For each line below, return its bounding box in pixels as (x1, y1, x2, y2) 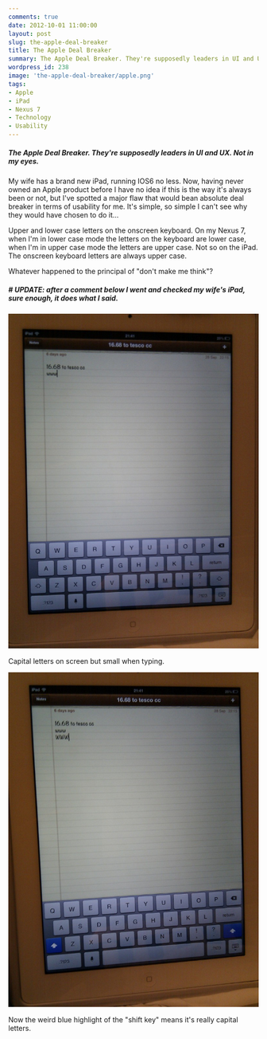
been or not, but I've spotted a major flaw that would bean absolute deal (8, 193, 245, 202)
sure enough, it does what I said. (8, 293, 119, 303)
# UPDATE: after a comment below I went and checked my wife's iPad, (8, 284, 246, 294)
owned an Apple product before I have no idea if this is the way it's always (8, 184, 252, 194)
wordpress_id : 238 (8, 64, 69, 72)
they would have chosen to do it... (8, 210, 119, 219)
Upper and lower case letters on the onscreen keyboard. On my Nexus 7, (8, 225, 246, 235)
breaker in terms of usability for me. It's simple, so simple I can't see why (8, 202, 248, 211)
